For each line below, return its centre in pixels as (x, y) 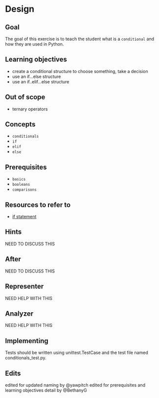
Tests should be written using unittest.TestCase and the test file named (77, 353)
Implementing (27, 341)
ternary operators (30, 109)
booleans (21, 185)
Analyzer (19, 313)
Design (20, 9)
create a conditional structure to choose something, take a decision (80, 71)
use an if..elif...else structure (41, 81)
